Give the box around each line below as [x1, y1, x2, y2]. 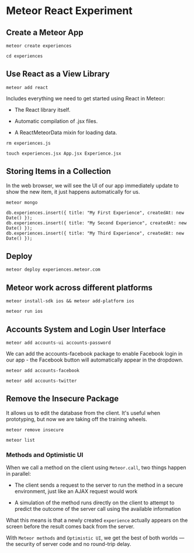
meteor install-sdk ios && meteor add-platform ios [6, 298, 134, 304]
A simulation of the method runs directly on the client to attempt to [14, 499, 175, 506]
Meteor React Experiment [6, 4, 133, 18]
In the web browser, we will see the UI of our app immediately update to [6, 182, 179, 189]
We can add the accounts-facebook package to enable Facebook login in [6, 350, 183, 357]
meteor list [6, 437, 35, 443]
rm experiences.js [6, 140, 51, 146]
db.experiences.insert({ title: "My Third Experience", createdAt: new [6, 230, 184, 236]
